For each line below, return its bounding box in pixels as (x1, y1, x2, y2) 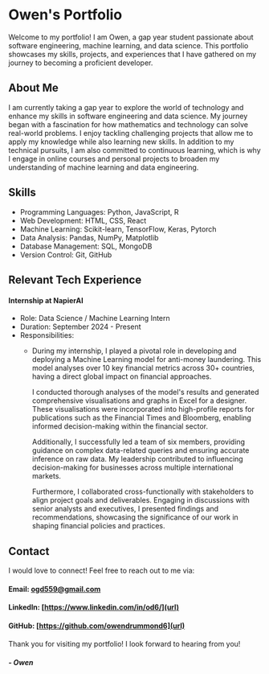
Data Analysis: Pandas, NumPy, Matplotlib (19, 232, 159, 242)
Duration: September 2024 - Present (19, 322, 142, 331)
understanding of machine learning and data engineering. (8, 162, 199, 172)
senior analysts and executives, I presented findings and (31, 504, 219, 514)
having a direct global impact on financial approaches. (31, 372, 212, 381)
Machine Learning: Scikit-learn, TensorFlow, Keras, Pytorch (19, 224, 217, 234)
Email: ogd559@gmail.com (8, 584, 101, 594)
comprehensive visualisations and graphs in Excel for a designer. (31, 396, 247, 405)
